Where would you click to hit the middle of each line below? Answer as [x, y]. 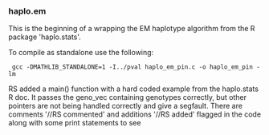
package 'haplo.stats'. [45, 37]
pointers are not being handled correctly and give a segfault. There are [126, 106]
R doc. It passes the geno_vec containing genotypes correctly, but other [128, 97]
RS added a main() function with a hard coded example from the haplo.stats [134, 89]
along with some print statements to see [75, 123]
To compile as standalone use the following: [81, 53]
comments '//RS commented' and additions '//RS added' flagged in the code [135, 114]
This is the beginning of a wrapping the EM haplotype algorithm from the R [132, 29]
